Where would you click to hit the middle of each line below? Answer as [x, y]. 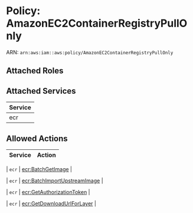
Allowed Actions [37, 138]
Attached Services [41, 91]
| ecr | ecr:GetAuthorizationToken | [48, 192]
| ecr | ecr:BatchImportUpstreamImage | [55, 181]
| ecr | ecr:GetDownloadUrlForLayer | [51, 203]
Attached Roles [35, 71]
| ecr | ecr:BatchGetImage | [39, 169]
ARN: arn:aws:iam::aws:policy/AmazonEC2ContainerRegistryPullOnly [90, 52]
